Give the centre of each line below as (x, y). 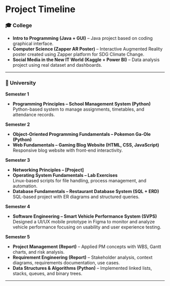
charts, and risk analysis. (38, 252)
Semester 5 (18, 236)
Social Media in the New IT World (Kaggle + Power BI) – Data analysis (86, 60)
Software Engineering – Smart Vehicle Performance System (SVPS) (85, 216)
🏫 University (21, 83)
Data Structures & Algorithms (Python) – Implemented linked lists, (82, 268)
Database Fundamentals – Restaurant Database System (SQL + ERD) (86, 191)
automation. (25, 186)
